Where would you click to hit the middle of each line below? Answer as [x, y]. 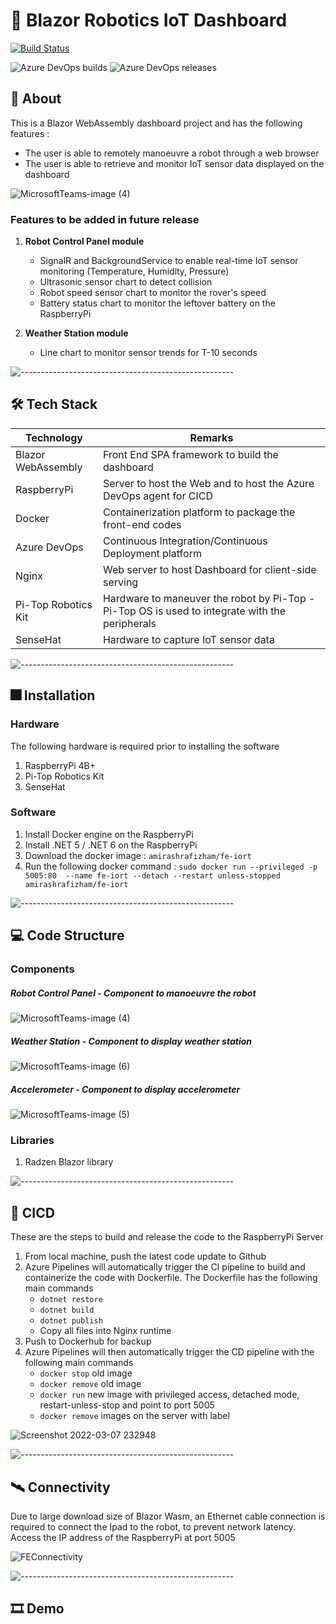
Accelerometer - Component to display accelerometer [125, 1089]
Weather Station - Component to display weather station [131, 1041]
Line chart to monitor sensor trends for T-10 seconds [148, 353]
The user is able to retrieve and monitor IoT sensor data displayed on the [174, 163]
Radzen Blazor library [69, 1162]
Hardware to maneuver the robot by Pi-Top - [209, 598]
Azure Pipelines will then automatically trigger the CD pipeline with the [169, 1352]
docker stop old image [86, 1373]
